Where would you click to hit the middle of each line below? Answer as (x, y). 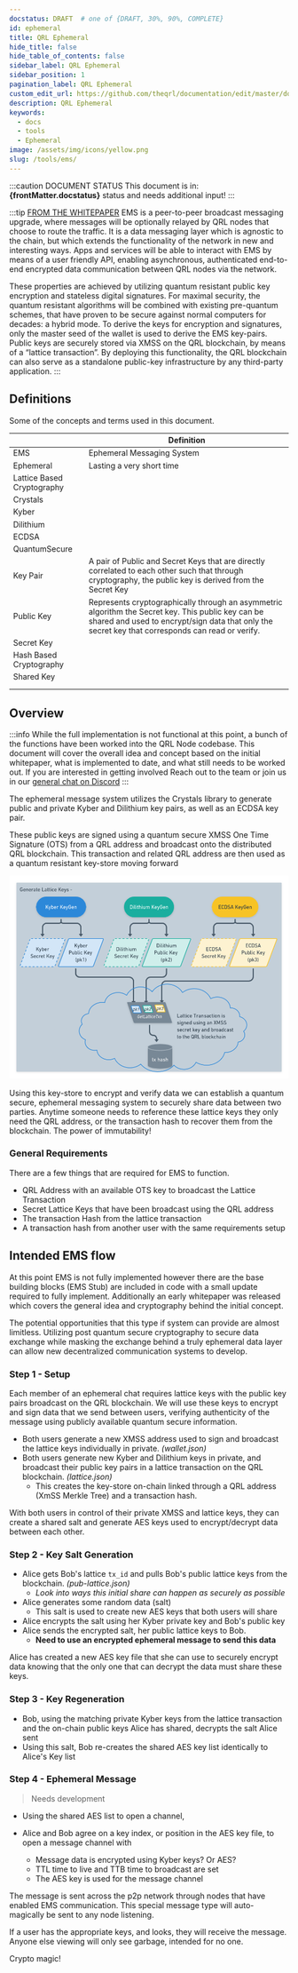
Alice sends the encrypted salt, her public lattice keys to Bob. (134, 1631)
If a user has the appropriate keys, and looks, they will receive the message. (148, 1931)
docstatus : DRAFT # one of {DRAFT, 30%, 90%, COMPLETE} (117, 19)
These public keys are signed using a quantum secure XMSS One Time (139, 835)
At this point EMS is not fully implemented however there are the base (137, 1277)
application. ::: (35, 371)
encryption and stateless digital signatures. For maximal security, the (135, 295)
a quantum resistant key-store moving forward (94, 863)
